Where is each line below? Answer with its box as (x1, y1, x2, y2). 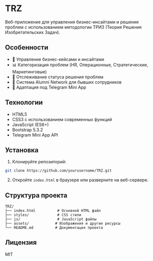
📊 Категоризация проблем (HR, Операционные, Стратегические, (12, 62, 149, 68)
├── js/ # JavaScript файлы (5, 217, 97, 222)
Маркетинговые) (12, 69, 47, 74)
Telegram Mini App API (12, 132, 58, 138)
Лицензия (5, 239, 37, 247)
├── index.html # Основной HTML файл (5, 209, 101, 213)
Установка (5, 146, 39, 154)
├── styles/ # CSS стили (5, 212, 82, 218)
